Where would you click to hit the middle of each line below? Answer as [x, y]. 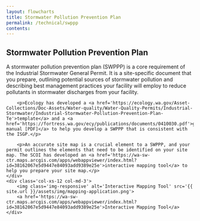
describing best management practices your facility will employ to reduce [96, 86]
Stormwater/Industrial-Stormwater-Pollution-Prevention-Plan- [85, 114]
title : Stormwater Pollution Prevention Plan [63, 17]
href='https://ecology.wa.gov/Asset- [143, 103]
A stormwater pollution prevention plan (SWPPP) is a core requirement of [96, 67]
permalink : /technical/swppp [42, 23]
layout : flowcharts [30, 12]
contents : [18, 28]
